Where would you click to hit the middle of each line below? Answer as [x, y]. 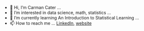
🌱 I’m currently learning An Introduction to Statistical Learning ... [74, 18]
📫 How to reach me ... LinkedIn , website [51, 23]
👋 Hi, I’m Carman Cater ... [35, 8]
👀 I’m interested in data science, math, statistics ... [60, 13]
